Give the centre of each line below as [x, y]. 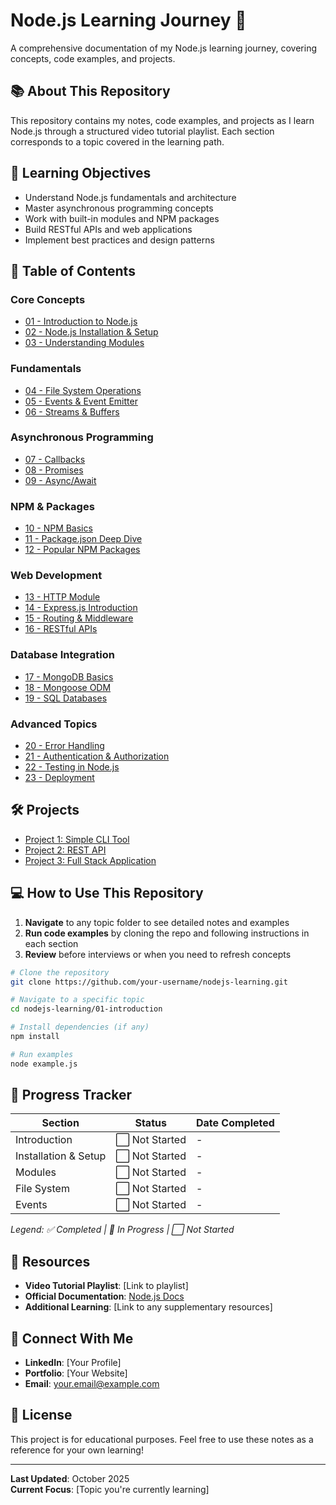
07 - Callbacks [55, 459]
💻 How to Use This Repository [107, 893]
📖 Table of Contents [73, 270]
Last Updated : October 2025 [70, 1478]
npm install [35, 1037]
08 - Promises [54, 470]
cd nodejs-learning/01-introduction [86, 1009]
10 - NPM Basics [58, 528]
